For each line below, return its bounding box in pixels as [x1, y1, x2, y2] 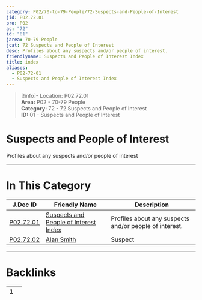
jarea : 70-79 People [6, 37, 58, 43]
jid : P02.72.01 [6, 14, 44, 20]
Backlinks [6, 266, 57, 280]
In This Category [6, 179, 91, 193]
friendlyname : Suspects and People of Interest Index [6, 53, 144, 59]
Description [135, 200, 170, 209]
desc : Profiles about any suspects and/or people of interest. [6, 48, 168, 54]
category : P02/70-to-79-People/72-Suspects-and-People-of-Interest [6, 8, 179, 15]
